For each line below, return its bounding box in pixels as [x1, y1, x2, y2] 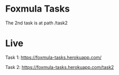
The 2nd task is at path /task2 [5, 20, 68, 26]
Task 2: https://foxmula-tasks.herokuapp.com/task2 [5, 64, 114, 70]
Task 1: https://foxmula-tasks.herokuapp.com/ [5, 54, 102, 60]
